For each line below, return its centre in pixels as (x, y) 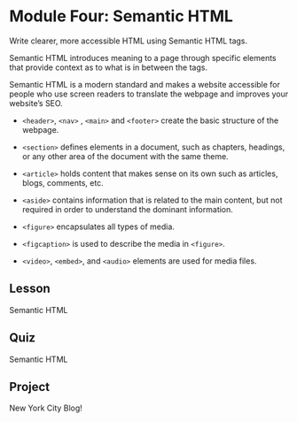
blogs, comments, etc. (63, 182)
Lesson (30, 289)
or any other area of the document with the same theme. (125, 156)
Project (30, 387)
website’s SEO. (36, 103)
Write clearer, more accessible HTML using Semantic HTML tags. (129, 41)
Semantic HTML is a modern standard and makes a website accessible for (145, 84)
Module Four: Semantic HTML (121, 16)
